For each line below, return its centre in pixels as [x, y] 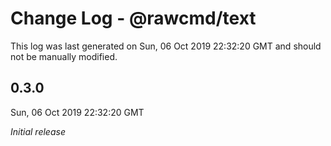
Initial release [38, 131]
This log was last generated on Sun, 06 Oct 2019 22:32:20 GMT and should [166, 46]
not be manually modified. [64, 56]
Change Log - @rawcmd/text [133, 18]
